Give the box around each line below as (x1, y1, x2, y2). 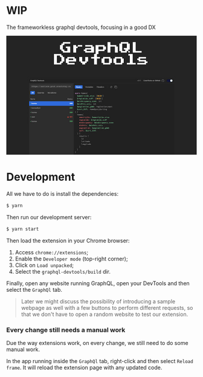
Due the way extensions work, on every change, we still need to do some (6, 339, 188, 346)
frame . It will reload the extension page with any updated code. (6, 364, 163, 371)
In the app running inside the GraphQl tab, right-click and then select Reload (6, 357, 193, 364)
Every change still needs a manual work (6, 326, 126, 334)
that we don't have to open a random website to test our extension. (21, 311, 188, 318)
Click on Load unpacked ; (14, 261, 74, 269)
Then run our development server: (6, 213, 92, 221)
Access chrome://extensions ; (14, 248, 89, 256)
